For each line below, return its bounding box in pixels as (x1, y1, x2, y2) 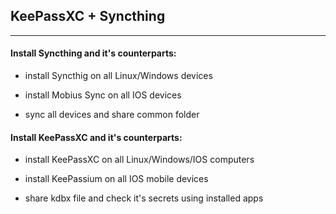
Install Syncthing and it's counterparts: (10, 47, 177, 59)
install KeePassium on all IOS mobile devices (24, 173, 209, 185)
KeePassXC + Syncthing (10, 8, 166, 25)
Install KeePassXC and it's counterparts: (10, 131, 183, 143)
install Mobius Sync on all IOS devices (24, 89, 182, 101)
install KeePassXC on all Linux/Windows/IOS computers (24, 154, 255, 166)
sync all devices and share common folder (24, 109, 200, 121)
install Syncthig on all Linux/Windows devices (24, 70, 213, 82)
